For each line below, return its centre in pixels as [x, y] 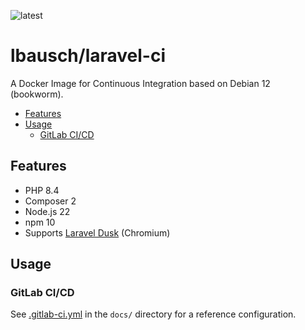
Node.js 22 [47, 211]
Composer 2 [50, 201]
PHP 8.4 [42, 190]
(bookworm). [37, 94]
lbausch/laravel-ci [88, 56]
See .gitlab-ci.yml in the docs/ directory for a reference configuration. [153, 314]
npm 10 [40, 222]
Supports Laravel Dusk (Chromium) [97, 232]
